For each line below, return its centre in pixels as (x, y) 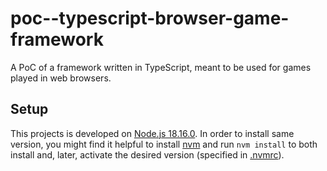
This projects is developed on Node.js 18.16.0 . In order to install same (152, 133)
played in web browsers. (61, 78)
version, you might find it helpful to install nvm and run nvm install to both (164, 144)
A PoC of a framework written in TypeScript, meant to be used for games (161, 67)
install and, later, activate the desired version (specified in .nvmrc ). (147, 154)
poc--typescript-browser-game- (150, 18)
